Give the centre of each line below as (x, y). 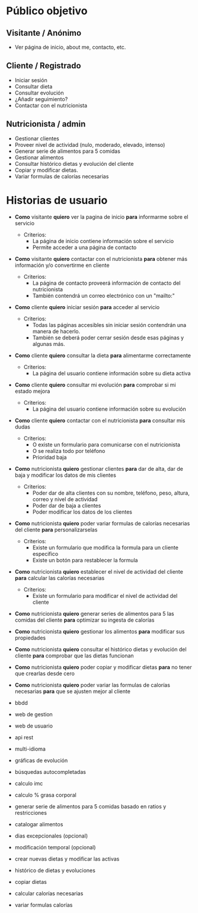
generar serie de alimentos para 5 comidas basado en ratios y (90, 806)
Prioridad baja (49, 457)
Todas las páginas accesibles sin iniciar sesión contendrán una (109, 325)
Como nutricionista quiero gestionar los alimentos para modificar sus (100, 631)
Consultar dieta (33, 86)
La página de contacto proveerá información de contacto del (106, 283)
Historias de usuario (57, 200)
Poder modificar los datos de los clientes (82, 512)
